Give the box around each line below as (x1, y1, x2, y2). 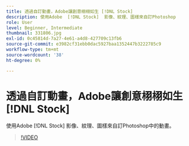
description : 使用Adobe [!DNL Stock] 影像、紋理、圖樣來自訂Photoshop (6, 14, 176, 20)
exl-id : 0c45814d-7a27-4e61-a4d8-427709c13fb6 (6, 36, 122, 41)
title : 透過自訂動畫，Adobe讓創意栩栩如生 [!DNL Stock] (6, 8, 133, 15)
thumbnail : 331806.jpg (6, 30, 62, 36)
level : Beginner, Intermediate (6, 25, 83, 31)
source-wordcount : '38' (6, 52, 65, 58)
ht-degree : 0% (6, 57, 41, 63)
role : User (6, 19, 33, 25)
